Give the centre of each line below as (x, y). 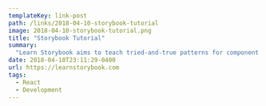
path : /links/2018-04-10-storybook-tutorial (83, 23)
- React (28, 82)
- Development (39, 90)
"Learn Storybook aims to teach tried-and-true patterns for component (137, 53)
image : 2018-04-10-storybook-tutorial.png (80, 30)
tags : (17, 75)
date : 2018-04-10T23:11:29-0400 (62, 61)
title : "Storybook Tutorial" (57, 38)
